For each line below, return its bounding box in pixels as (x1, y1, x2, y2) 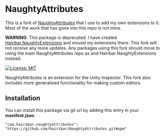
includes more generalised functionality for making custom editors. (5, 80, 142, 86)
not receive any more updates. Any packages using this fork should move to (5, 45, 160, 51)
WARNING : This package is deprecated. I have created (5, 34, 117, 40)
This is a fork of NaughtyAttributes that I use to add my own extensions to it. (5, 20, 160, 26)
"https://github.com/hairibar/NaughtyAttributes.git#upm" (5, 126, 127, 131)
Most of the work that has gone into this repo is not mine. (5, 25, 122, 31)
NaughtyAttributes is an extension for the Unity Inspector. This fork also (5, 74, 151, 80)
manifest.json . (5, 112, 36, 118)
